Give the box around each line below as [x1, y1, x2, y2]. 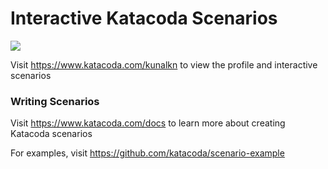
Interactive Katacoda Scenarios [10, 7, 278, 30]
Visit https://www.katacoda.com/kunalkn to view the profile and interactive [10, 58, 318, 71]
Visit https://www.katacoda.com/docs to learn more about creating [10, 117, 286, 129]
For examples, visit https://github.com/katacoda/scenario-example [10, 147, 285, 159]
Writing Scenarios [10, 94, 100, 108]
